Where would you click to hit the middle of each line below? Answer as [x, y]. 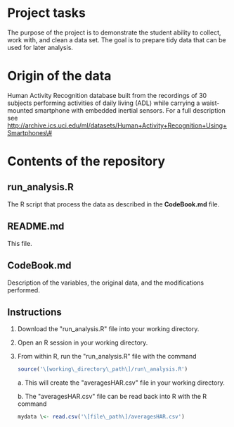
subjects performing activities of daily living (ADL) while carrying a [104, 103]
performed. [24, 290]
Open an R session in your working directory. [83, 342]
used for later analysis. [40, 47]
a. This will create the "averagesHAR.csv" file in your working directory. [121, 383]
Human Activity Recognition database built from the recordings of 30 [107, 95]
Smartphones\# [30, 132]
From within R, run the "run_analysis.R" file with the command [107, 357]
